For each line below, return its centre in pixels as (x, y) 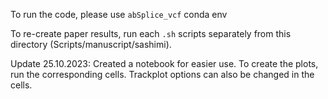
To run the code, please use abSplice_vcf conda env (119, 14)
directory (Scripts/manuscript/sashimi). (91, 44)
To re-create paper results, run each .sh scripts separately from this (151, 33)
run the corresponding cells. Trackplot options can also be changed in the (162, 74)
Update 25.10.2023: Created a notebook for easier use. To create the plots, (164, 63)
